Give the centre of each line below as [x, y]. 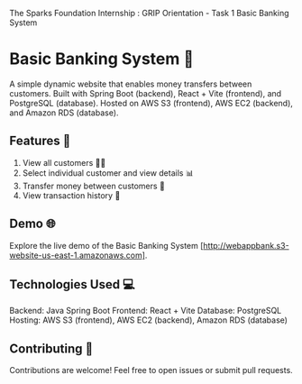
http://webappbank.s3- [246, 245]
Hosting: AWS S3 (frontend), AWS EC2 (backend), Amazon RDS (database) [149, 320]
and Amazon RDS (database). [64, 113]
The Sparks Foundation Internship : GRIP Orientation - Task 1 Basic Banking [150, 13]
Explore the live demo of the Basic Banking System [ [106, 245]
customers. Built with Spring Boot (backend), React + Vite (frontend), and [146, 93]
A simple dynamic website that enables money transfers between [131, 84]
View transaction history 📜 [71, 195]
